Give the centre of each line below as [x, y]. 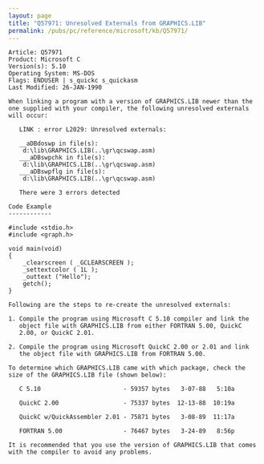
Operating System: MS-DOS [51, 74]
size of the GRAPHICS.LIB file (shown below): [87, 375]
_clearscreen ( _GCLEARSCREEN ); [79, 263]
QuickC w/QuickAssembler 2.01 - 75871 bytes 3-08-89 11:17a [127, 418]
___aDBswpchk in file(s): [62, 158]
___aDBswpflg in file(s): [62, 172]
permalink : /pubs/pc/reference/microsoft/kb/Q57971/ [98, 30]
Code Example [30, 207]
